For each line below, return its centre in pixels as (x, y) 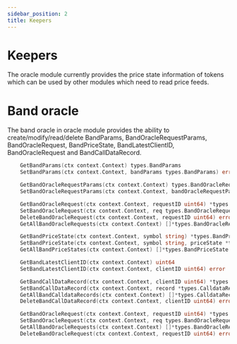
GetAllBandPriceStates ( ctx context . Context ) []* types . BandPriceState (124, 250)
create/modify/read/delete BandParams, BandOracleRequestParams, (107, 137)
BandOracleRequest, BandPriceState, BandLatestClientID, (91, 145)
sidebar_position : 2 (38, 14)
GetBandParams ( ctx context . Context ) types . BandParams (101, 166)
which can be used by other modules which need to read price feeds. (108, 82)
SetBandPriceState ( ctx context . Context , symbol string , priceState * (124, 243)
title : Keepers (30, 20)
